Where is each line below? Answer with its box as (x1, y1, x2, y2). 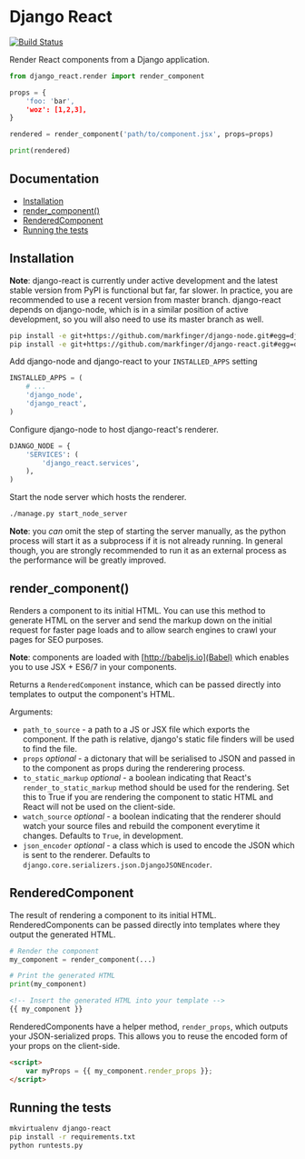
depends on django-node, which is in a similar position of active (9, 304, 249, 315)
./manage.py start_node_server (9, 509, 128, 519)
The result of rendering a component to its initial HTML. (9, 909, 217, 920)
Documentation (9, 171, 100, 187)
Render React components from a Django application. (9, 54, 211, 65)
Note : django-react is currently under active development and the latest (9, 275, 279, 285)
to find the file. (22, 743, 78, 754)
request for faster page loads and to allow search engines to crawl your (9, 624, 277, 635)
